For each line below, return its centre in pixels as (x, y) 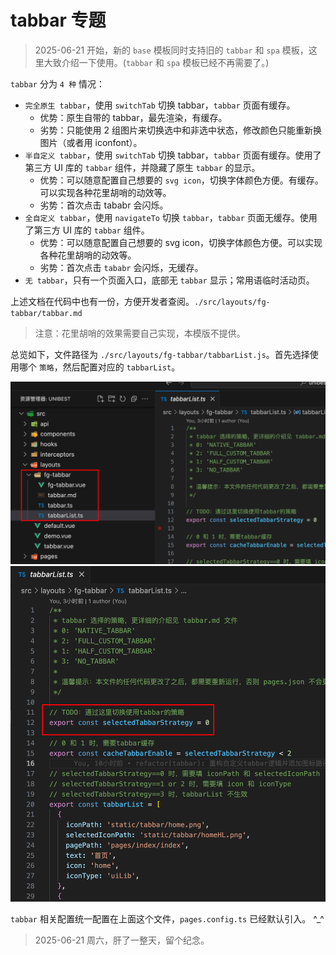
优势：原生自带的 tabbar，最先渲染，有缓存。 (133, 117)
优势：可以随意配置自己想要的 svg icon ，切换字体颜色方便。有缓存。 (181, 180)
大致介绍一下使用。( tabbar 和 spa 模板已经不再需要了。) (156, 62)
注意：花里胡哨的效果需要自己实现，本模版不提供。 (140, 333)
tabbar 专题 (58, 20)
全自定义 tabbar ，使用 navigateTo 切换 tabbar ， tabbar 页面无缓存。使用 (171, 217)
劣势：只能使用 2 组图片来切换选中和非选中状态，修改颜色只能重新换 (181, 130)
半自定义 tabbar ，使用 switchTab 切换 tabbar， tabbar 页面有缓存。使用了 (173, 155)
